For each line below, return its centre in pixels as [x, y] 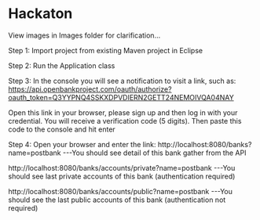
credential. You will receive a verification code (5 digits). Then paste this [125, 121]
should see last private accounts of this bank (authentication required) [122, 176]
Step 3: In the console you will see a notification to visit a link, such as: [122, 81]
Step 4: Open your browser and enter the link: [82, 144]
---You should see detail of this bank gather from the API [154, 153]
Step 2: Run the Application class [62, 65]
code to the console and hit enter [62, 129]
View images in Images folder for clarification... [84, 35]
